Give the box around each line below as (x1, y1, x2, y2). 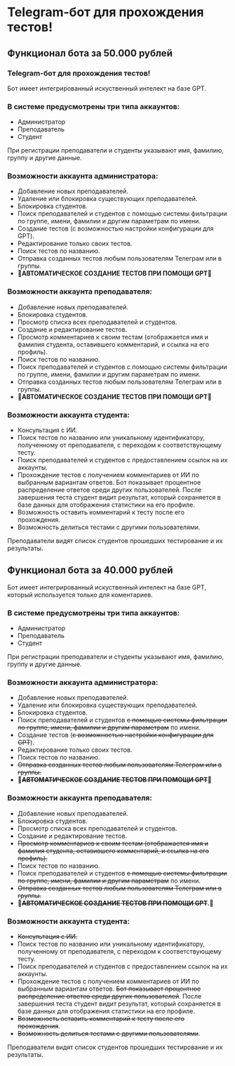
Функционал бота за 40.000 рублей (7, 564, 173, 576)
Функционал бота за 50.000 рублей (7, 47, 173, 59)
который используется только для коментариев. (7, 590, 153, 599)
